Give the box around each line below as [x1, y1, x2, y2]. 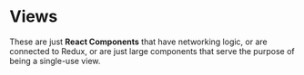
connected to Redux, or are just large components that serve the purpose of [9, 45, 295, 56]
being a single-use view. [9, 55, 101, 66]
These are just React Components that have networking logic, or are [9, 36, 268, 47]
